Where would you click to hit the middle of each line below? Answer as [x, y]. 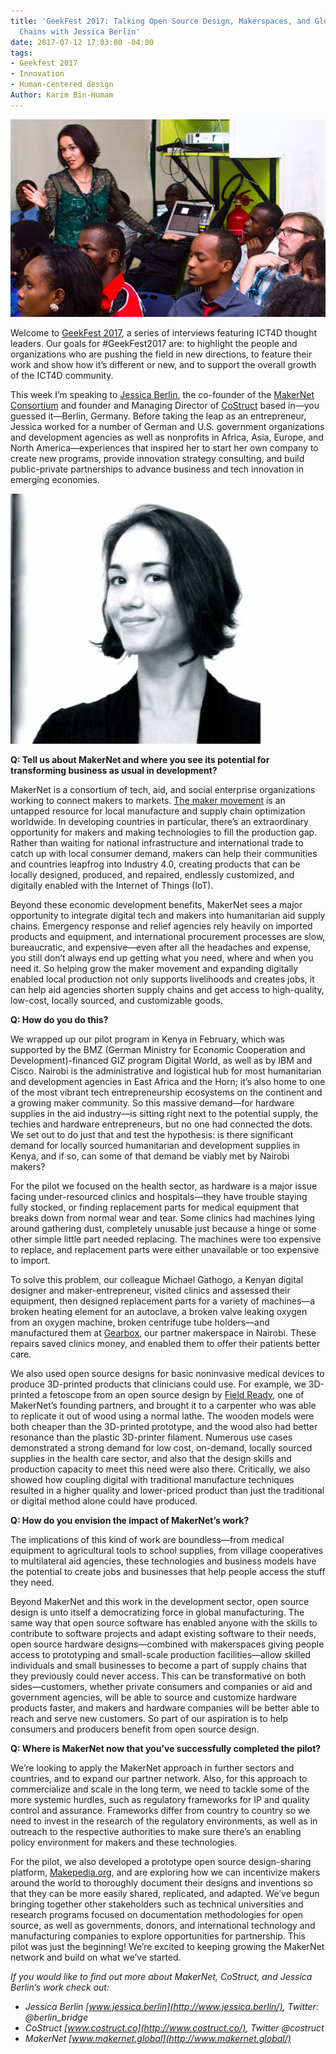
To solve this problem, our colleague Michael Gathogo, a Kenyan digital [157, 1279]
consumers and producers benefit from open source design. [135, 1729]
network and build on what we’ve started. [96, 1957]
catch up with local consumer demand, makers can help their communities [164, 853]
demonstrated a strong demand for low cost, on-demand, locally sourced [161, 1447]
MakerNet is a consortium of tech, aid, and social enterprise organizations [163, 789]
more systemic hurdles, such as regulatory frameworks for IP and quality [160, 1799]
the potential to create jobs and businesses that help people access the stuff [168, 1571]
